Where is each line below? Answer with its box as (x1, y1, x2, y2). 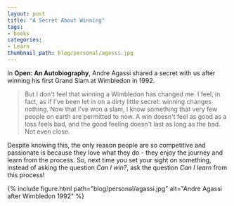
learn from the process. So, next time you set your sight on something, (7, 155, 212, 164)
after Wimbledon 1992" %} (7, 191, 84, 200)
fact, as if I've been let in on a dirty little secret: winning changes (24, 97, 212, 105)
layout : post (7, 10, 46, 18)
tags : (7, 23, 23, 30)
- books (7, 30, 30, 37)
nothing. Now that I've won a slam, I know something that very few (24, 105, 218, 113)
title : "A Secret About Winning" (7, 17, 105, 24)
